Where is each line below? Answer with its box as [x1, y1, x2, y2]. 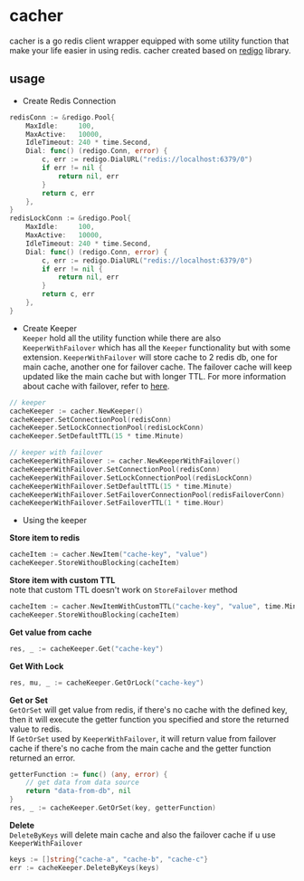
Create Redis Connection [22, 95, 116, 106]
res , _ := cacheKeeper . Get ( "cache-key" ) [9, 644, 165, 653]
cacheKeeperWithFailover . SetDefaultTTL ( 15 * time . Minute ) [9, 482, 233, 491]
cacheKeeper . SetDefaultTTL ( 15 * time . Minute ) [9, 432, 184, 441]
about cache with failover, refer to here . [22, 380, 170, 391]
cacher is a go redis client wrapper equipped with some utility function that [9, 35, 290, 46]
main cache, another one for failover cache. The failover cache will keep [22, 361, 292, 372]
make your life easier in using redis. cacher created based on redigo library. [9, 44, 291, 55]
